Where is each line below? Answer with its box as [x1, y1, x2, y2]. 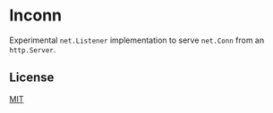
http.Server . [9, 44, 56, 54]
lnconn [9, 5, 63, 26]
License [9, 70, 55, 85]
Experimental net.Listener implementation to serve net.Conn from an [9, 35, 265, 45]
